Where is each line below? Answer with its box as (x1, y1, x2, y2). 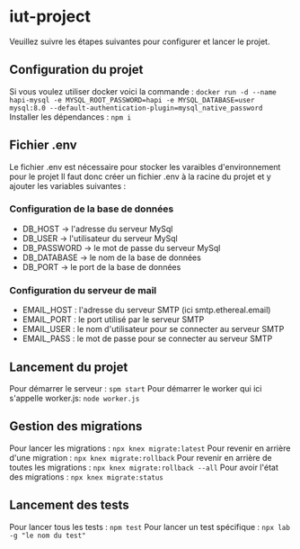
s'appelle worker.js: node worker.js (9, 392, 140, 403)
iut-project (9, 6, 92, 27)
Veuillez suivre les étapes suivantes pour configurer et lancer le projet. (9, 36, 270, 47)
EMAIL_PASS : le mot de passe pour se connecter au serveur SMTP (22, 333, 273, 344)
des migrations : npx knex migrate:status (9, 471, 164, 482)
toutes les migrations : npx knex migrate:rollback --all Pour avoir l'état (9, 462, 278, 472)
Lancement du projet (9, 359, 128, 374)
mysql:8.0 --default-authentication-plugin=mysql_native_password (9, 103, 263, 112)
